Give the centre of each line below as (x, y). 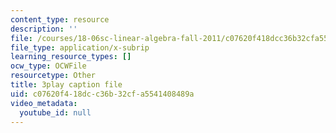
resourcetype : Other (53, 76)
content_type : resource (60, 19)
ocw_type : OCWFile (48, 66)
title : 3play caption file (66, 85)
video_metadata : (44, 103)
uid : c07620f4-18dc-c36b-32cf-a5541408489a (102, 94)
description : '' (44, 29)
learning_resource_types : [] (71, 57)
